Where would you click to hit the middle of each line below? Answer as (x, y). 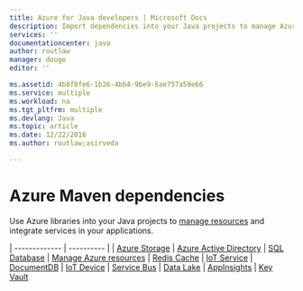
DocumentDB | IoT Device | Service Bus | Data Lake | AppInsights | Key (141, 267)
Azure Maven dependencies (117, 196)
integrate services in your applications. (82, 230)
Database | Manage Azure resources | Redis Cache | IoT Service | (131, 258)
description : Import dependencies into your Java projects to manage (143, 26)
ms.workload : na (40, 101)
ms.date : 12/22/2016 (48, 135)
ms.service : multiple (50, 93)
